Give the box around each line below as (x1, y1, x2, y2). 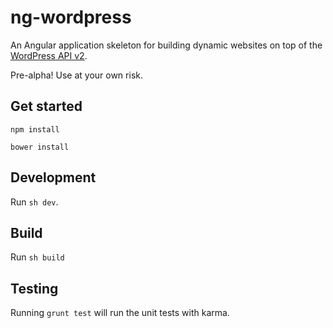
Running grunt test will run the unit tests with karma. (10, 307, 230, 319)
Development (10, 169, 97, 186)
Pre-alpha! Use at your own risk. (10, 69, 143, 81)
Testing (10, 280, 59, 297)
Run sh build (10, 251, 65, 263)
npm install (10, 124, 60, 135)
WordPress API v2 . (10, 49, 88, 61)
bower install (10, 142, 70, 152)
